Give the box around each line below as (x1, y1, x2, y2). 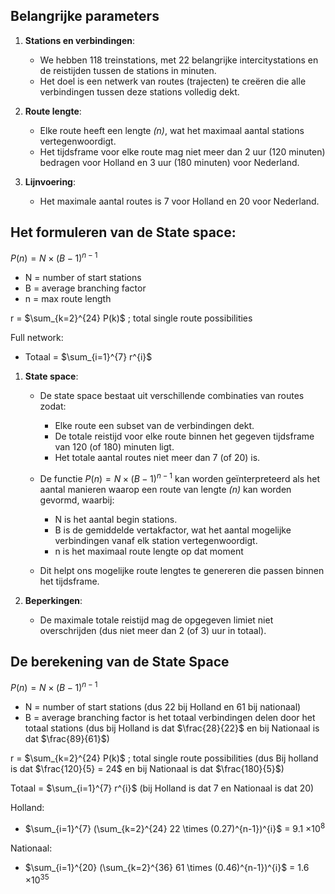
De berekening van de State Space (10, 654, 230, 671)
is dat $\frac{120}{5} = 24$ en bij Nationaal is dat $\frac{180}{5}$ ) (10, 763, 285, 775)
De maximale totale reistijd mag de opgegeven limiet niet (39, 614, 274, 626)
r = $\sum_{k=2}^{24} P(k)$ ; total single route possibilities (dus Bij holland (10, 752, 319, 764)
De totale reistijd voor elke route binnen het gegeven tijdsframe (54, 430, 315, 443)
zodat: (39, 400, 67, 413)
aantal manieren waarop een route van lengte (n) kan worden (39, 483, 292, 495)
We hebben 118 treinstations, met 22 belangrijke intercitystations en (39, 54, 319, 66)
